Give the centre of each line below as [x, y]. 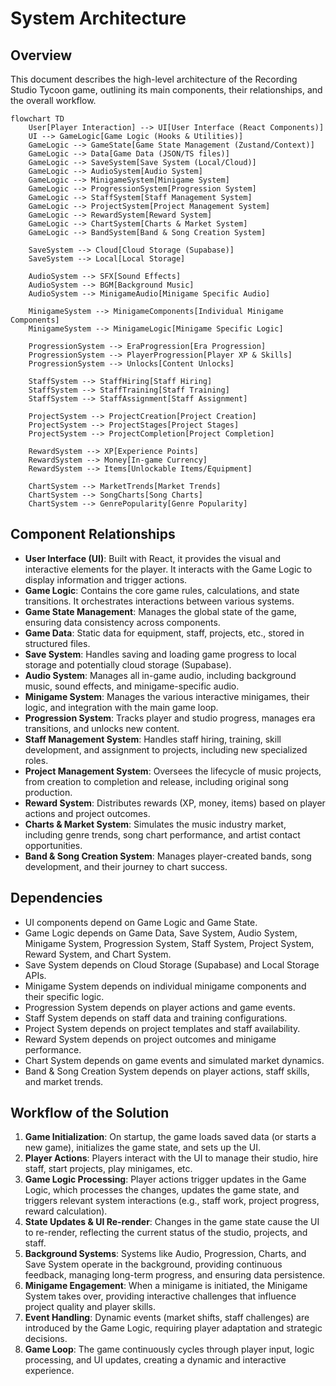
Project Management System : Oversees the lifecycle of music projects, [173, 771]
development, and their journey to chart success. [126, 866]
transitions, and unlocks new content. [102, 728]
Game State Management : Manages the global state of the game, [160, 611]
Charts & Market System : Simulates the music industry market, [155, 824]
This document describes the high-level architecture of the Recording [154, 79]
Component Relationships [93, 534]
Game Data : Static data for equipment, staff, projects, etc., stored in [164, 633]
